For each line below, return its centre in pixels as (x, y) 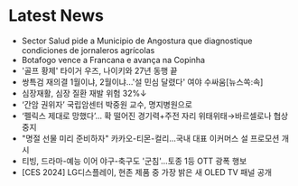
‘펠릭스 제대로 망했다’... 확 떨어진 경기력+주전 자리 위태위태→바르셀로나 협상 (155, 116)
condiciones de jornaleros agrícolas (88, 50)
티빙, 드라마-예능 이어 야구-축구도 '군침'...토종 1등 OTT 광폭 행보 (134, 161)
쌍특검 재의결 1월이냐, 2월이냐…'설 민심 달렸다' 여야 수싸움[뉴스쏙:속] (142, 81)
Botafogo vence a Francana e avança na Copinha (113, 60)
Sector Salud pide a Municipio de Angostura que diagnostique (137, 41)
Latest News (56, 16)
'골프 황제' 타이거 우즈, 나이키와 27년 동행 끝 (99, 70)
